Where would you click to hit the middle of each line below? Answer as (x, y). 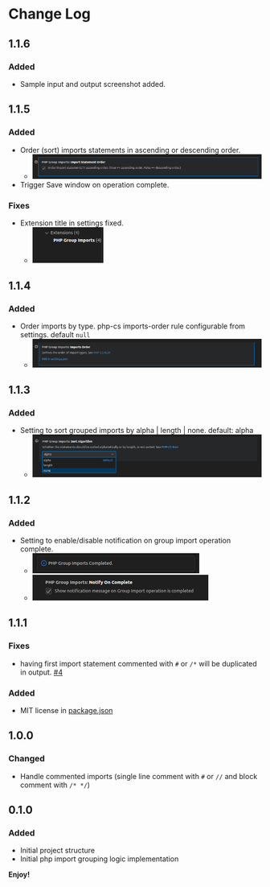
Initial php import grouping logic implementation (99, 859)
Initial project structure (57, 851)
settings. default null (55, 335)
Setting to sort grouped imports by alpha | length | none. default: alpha (137, 431)
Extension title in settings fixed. (72, 223)
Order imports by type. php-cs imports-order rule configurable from (133, 326)
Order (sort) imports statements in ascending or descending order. (130, 150)
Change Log (49, 14)
